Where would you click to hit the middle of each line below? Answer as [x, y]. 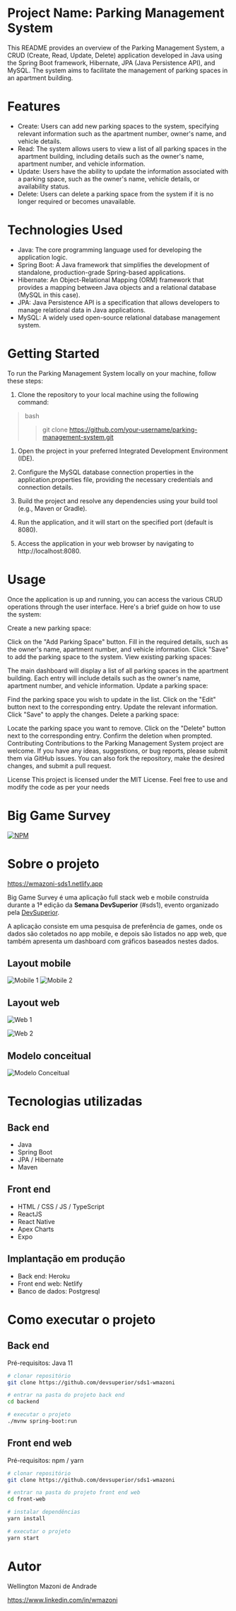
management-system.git [78, 437]
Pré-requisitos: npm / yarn [46, 1460]
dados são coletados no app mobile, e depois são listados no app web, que [117, 933]
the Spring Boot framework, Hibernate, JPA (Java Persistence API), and [111, 62]
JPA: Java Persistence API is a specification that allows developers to [119, 302]
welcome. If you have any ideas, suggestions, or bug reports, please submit [118, 751]
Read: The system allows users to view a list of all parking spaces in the [122, 148]
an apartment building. [40, 78]
